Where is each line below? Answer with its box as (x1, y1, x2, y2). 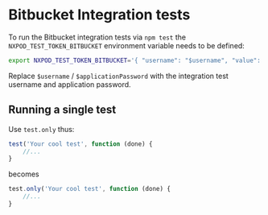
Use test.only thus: (8, 124, 75, 134)
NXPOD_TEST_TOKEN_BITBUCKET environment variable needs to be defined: (8, 40, 245, 50)
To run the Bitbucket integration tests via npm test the (8, 32, 187, 42)
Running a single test (8, 103, 117, 117)
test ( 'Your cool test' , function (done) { (8, 139, 153, 148)
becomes (8, 169, 39, 179)
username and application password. (8, 79, 131, 89)
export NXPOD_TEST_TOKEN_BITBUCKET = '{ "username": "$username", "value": (8, 56, 262, 64)
